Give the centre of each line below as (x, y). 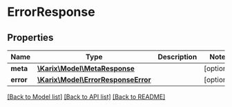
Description (177, 57)
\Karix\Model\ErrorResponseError (94, 80)
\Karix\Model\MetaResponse (86, 68)
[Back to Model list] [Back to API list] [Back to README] (86, 97)
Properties (30, 38)
